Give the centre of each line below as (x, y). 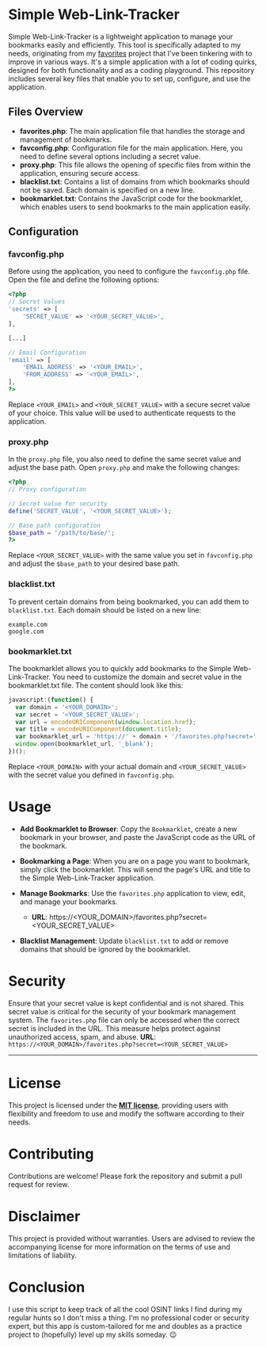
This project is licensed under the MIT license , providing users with (118, 1105)
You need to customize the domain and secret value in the (147, 677)
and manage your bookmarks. (68, 902)
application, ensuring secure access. (80, 173)
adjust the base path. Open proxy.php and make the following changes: (124, 467)
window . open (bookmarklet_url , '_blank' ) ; (85, 744)
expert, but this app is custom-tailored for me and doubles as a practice (125, 1326)
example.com (28, 624)
